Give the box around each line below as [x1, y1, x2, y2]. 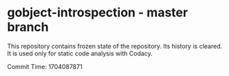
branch [7, 19, 50, 35]
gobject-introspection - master [7, 5, 188, 21]
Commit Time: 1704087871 [7, 62, 83, 71]
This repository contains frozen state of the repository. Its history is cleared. [7, 42, 222, 50]
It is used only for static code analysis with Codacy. [7, 49, 153, 58]
